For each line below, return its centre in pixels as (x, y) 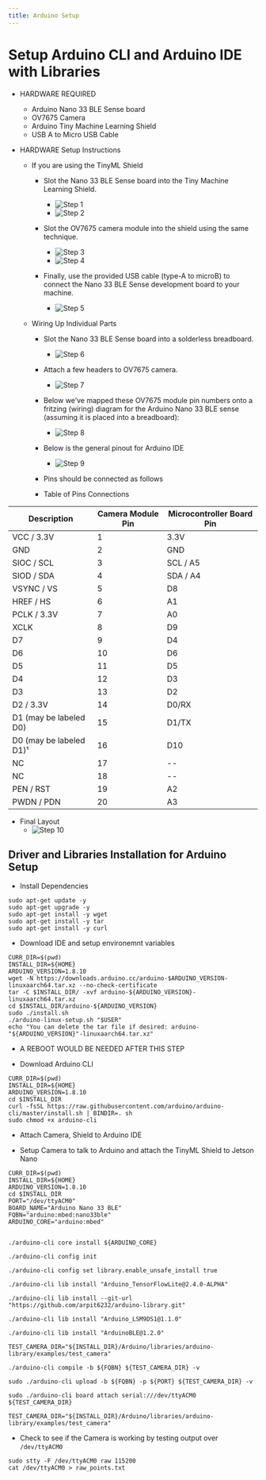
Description (51, 518)
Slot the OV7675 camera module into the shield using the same (146, 228)
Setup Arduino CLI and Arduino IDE (125, 54)
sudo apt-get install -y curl (58, 928)
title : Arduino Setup (44, 15)
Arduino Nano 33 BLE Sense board (88, 109)
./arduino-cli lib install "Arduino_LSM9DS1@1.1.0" (95, 1319)
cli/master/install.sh (46, 1113)
